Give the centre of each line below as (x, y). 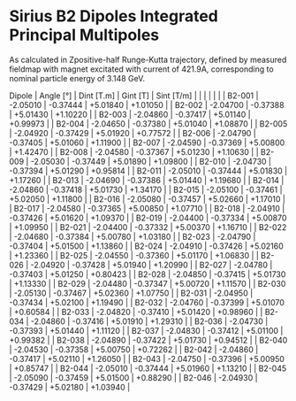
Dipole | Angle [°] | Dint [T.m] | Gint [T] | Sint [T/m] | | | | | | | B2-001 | (134, 96)
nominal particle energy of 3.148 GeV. (77, 78)
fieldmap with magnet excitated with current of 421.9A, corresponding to (141, 69)
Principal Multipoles (84, 35)
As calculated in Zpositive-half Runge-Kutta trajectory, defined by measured (148, 59)
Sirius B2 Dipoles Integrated (114, 16)
